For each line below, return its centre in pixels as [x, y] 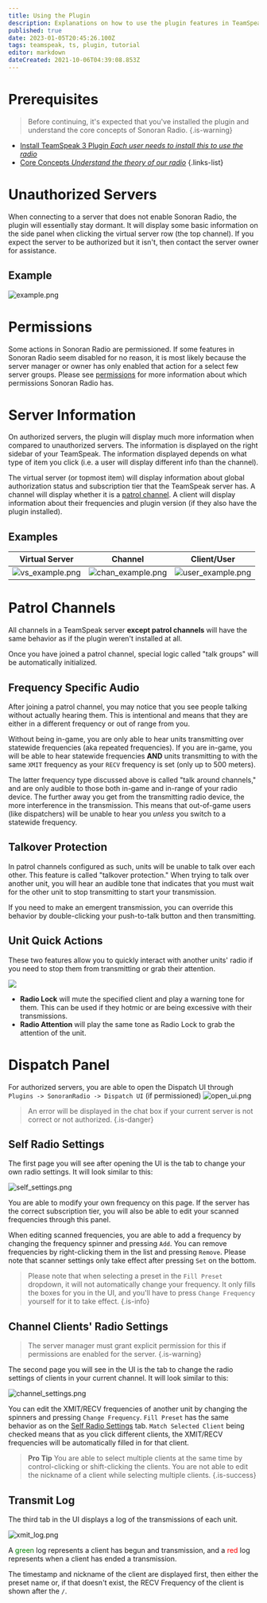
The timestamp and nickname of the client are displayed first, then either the [133, 1574]
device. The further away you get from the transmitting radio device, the [126, 797]
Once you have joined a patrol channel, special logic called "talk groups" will [133, 654]
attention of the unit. [53, 1033]
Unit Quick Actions [56, 941]
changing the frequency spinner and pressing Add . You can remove [118, 1244]
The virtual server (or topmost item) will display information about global [126, 478]
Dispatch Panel [59, 1065]
